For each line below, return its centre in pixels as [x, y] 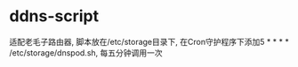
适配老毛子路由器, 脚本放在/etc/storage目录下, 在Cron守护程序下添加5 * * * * [149, 41]
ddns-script [54, 16]
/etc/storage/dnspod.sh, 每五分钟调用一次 [86, 52]
